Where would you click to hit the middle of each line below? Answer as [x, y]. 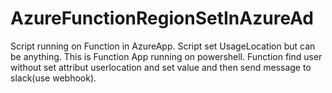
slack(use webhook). [53, 78]
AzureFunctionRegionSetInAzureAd [162, 18]
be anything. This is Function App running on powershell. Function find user [166, 56]
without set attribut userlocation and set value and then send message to [161, 67]
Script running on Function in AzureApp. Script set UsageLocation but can [163, 46]
